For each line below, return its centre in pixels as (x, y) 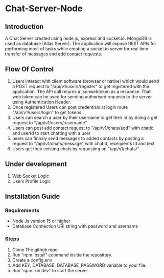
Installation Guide (33, 197)
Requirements (22, 210)
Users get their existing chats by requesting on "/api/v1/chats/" (76, 149)
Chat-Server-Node (44, 9)
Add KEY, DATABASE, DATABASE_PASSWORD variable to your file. (79, 265)
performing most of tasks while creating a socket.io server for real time (77, 49)
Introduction (24, 27)
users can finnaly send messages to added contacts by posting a (78, 138)
